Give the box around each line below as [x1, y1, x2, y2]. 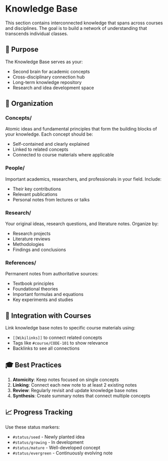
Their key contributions [12, 186, 61, 192]
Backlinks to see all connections [12, 345, 80, 352]
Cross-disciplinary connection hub [12, 74, 85, 80]
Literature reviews [12, 236, 51, 242]
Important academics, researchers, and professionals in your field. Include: [5, 176, 162, 182]
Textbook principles [12, 280, 54, 286]
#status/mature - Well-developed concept [12, 444, 101, 450]
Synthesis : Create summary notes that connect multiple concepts [12, 393, 150, 399]
